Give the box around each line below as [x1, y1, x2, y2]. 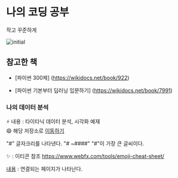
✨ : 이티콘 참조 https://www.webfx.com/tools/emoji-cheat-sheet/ [6, 153, 165, 160]
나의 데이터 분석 [6, 103, 49, 111]
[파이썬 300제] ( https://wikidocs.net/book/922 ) [14, 74, 130, 81]
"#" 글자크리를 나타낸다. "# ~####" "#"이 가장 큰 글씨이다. [6, 140, 145, 147]
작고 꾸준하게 [6, 26, 37, 33]
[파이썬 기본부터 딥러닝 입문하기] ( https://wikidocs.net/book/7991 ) [14, 87, 173, 94]
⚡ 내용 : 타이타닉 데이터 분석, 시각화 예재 [6, 118, 100, 125]
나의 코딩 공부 [6, 5, 69, 19]
